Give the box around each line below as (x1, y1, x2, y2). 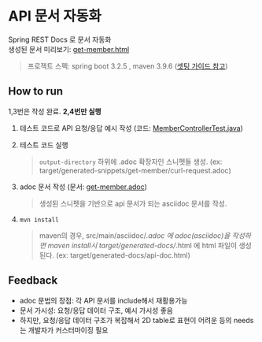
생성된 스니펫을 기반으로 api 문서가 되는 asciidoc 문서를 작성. (39, 199, 227, 208)
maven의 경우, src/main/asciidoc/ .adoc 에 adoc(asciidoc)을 (39, 230, 231, 240)
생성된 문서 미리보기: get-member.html (8, 44, 130, 54)
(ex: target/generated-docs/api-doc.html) (56, 250, 191, 260)
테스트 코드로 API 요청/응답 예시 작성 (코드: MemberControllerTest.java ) (19, 123, 244, 132)
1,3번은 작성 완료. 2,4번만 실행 (8, 106, 101, 116)
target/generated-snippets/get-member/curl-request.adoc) (39, 165, 232, 175)
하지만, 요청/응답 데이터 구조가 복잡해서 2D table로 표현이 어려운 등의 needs (19, 315, 254, 325)
